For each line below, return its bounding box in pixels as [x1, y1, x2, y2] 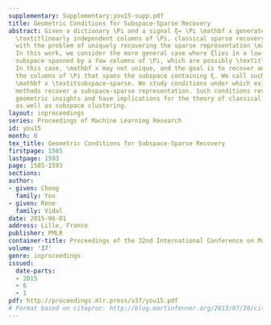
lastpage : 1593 [8, 154, 60, 162]
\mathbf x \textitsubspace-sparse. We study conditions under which [15, 79, 251, 87]
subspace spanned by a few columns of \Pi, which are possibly [15, 57, 232, 65]
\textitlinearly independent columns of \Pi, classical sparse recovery [15, 34, 265, 43]
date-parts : [15, 267, 56, 275]
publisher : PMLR [8, 229, 63, 238]
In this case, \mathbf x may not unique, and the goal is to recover [15, 65, 254, 73]
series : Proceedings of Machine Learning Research [8, 117, 182, 125]
